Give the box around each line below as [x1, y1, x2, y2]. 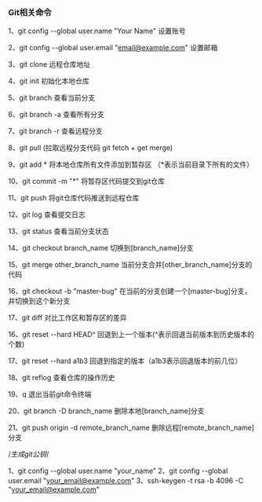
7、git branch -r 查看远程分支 [8, 126, 104, 136]
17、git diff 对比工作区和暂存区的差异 [8, 313, 127, 323]
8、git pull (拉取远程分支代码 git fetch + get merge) [8, 143, 173, 152]
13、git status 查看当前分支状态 [8, 226, 109, 236]
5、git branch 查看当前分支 [8, 93, 96, 103]
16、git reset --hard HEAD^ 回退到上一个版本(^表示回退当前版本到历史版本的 [8, 330, 255, 339]
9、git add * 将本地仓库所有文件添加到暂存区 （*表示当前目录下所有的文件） [8, 159, 254, 170]
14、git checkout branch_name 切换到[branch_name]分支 [8, 244, 194, 253]
